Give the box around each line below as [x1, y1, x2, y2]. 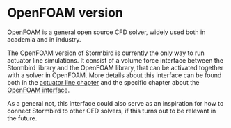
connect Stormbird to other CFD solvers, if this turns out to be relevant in [7, 106, 216, 115]
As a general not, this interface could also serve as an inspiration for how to [7, 99, 224, 107]
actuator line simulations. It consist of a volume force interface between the [7, 56, 224, 64]
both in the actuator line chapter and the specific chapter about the [7, 78, 200, 86]
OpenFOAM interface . [7, 86, 70, 94]
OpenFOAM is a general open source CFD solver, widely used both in [7, 28, 206, 36]
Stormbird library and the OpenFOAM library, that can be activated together [7, 63, 224, 72]
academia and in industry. [7, 35, 81, 43]
